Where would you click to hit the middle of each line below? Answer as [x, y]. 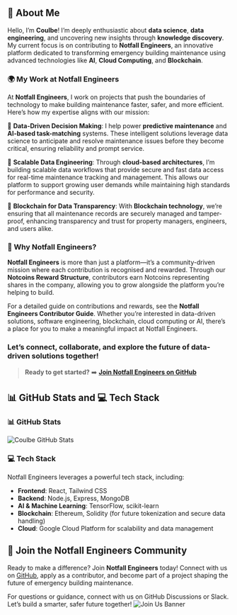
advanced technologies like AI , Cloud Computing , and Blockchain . [105, 60]
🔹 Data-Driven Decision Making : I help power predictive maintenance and [117, 126]
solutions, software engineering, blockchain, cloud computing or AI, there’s [116, 321]
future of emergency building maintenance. [70, 582]
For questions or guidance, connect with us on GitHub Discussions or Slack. [118, 597]
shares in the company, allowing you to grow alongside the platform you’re [116, 285]
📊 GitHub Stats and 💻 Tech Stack [83, 398]
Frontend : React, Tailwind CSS [62, 490]
